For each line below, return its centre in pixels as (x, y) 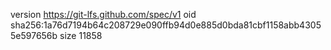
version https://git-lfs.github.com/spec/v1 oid (103, 14)
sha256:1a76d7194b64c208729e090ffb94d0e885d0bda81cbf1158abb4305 (166, 25)
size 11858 (81, 35)
